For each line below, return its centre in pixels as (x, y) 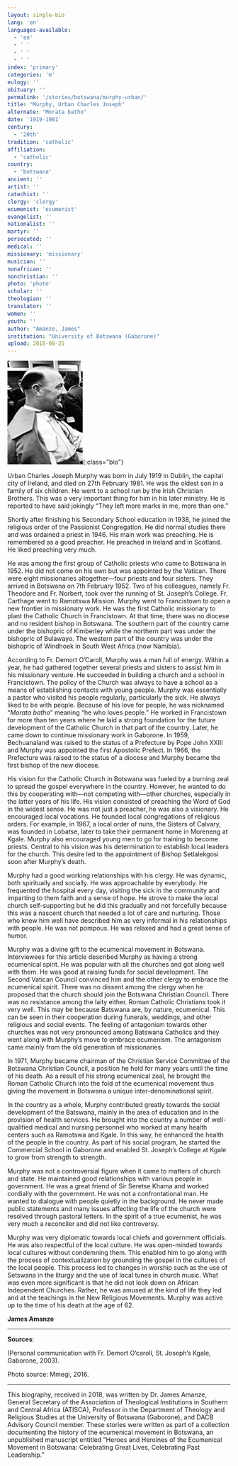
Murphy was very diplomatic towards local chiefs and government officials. (117, 1238)
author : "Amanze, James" (44, 329)
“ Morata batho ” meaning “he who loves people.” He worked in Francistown (117, 712)
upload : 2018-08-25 (36, 343)
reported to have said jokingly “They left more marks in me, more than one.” (118, 506)
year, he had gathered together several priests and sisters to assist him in (114, 667)
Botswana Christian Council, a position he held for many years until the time (118, 1069)
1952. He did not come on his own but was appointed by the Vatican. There (117, 571)
